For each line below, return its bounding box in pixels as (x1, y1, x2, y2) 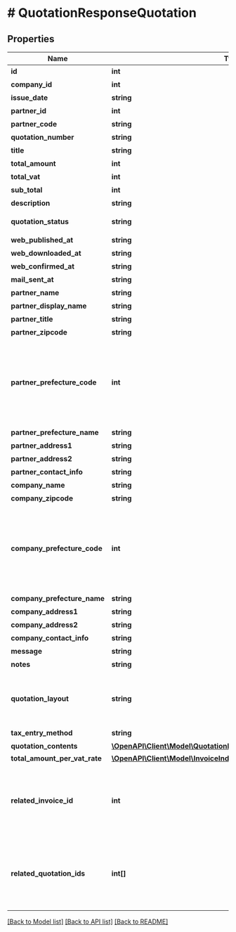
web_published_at (11, 235, 74, 245)
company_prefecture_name (11, 594, 105, 603)
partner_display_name (11, 301, 87, 311)
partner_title (11, 314, 53, 324)
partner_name (11, 288, 60, 297)
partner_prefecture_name (11, 427, 100, 437)
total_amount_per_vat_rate (11, 753, 102, 763)
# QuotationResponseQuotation (7, 5, 197, 21)
